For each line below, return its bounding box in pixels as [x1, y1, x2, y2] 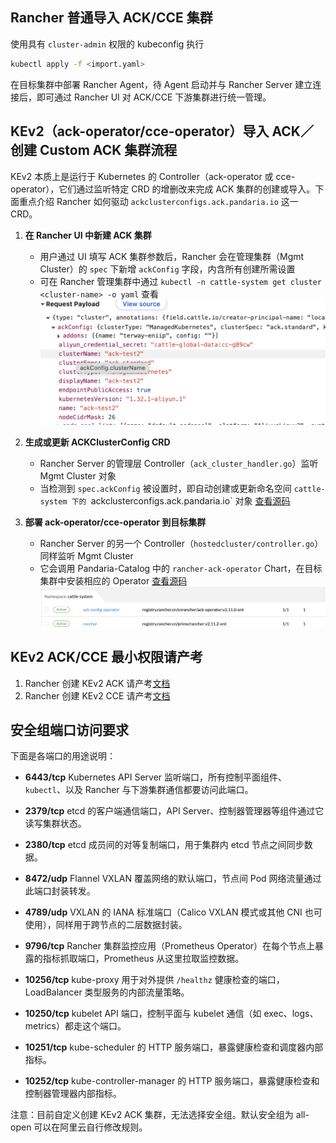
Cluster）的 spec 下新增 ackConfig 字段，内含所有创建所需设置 [39, 263, 296, 275]
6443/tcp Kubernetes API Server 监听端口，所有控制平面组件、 [24, 771, 287, 783]
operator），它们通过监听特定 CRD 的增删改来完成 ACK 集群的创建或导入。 [10, 183, 316, 195]
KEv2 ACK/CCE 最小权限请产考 [10, 649, 204, 666]
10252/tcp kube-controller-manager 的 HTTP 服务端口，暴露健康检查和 [24, 1075, 320, 1087]
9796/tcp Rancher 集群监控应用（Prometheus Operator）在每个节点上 [24, 940, 316, 952]
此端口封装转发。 [24, 885, 96, 897]
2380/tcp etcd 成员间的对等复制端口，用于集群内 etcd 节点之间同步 [24, 839, 305, 851]
